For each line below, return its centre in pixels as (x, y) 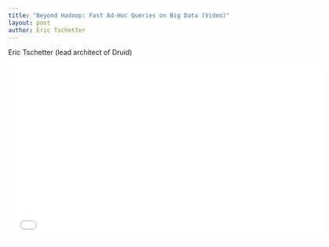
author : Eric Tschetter (47, 30)
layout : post (29, 23)
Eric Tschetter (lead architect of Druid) (70, 53)
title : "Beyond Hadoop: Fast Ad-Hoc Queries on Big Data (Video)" (119, 15)
